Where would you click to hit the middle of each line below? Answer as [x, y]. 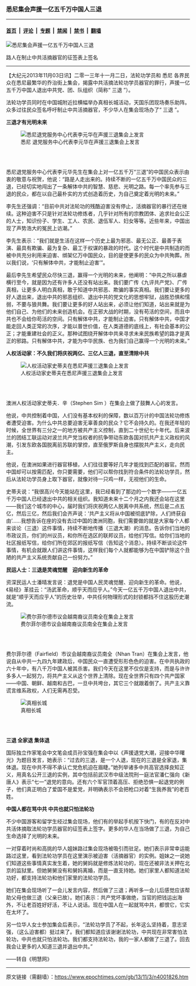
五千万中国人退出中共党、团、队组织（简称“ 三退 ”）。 [70, 90]
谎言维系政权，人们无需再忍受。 [44, 690]
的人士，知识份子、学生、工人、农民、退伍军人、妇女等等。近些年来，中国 [95, 221]
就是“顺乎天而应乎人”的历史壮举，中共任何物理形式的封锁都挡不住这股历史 [95, 597]
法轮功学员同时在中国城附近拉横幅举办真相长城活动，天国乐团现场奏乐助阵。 [98, 102]
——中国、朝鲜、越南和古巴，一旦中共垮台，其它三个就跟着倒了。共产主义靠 [98, 683]
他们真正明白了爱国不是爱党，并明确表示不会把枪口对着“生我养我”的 [98, 789]
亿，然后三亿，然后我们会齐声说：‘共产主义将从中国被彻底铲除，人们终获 [94, 513]
